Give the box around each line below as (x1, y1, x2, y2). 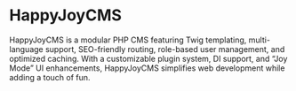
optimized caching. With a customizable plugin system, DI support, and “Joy (9, 53, 288, 64)
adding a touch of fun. (9, 72, 91, 82)
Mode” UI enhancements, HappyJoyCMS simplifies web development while (9, 63, 285, 73)
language (9, 43, 44, 54)
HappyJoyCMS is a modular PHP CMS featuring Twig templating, (9, 34, 247, 45)
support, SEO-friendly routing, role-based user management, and (44, 43, 285, 54)
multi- (248, 34, 271, 45)
